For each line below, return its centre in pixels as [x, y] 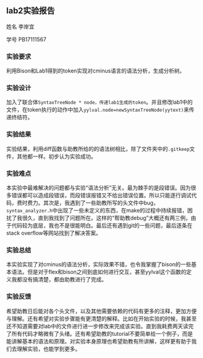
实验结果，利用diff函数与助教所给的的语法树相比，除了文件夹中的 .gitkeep [98, 149]
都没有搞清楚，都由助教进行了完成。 [62, 280]
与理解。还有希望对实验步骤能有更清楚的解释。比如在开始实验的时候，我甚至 [101, 318]
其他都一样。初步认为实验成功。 [56, 156]
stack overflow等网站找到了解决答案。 [54, 233]
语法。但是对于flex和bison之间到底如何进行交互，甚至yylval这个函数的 [99, 272]
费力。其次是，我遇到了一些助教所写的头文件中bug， [93, 203]
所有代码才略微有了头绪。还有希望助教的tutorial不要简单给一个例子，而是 [102, 333]
